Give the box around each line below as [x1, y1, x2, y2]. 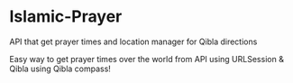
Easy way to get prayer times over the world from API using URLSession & [9, 53, 284, 64]
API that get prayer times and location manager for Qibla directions [9, 36, 258, 47]
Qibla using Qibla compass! [9, 63, 111, 74]
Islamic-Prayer [9, 6, 123, 27]
